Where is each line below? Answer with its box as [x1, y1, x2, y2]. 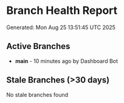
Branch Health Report [6, 4, 118, 18]
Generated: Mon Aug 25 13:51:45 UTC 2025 [6, 24, 115, 31]
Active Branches [6, 41, 71, 51]
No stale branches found [6, 91, 69, 98]
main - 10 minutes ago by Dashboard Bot [15, 57, 119, 64]
